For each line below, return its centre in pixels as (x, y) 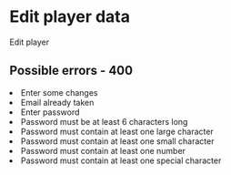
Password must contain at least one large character (117, 131)
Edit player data (70, 17)
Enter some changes (60, 92)
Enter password (50, 112)
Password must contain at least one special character (121, 160)
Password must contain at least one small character (118, 141)
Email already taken (58, 102)
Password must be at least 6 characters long (105, 121)
